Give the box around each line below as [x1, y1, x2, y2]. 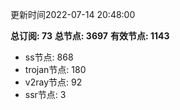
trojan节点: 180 [24, 64, 87, 75]
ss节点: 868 [24, 51, 74, 63]
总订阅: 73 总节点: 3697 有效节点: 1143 [10, 30, 170, 42]
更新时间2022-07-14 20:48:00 [10, 9, 136, 20]
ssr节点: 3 [24, 89, 67, 100]
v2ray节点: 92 [24, 76, 83, 88]
